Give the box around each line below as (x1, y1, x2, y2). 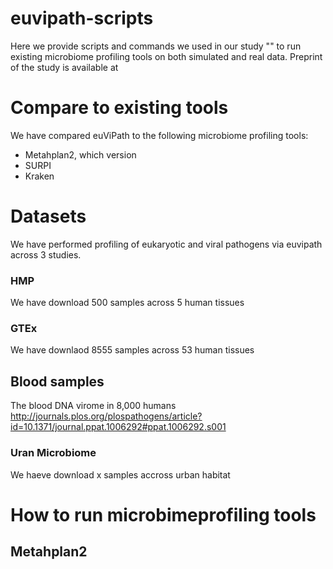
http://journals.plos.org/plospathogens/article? (10, 410, 203, 422)
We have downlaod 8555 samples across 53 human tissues (10, 344, 255, 356)
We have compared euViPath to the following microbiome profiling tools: (10, 129, 309, 141)
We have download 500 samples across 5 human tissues (10, 297, 245, 309)
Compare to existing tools (10, 97, 229, 119)
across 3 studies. (10, 248, 82, 261)
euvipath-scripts (10, 7, 154, 30)
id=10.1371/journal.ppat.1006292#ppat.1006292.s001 (10, 421, 227, 433)
